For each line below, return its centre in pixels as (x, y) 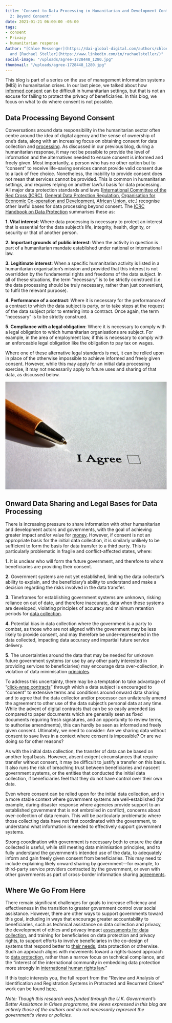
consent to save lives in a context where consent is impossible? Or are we (83, 736)
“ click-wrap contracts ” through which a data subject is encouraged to (79, 687)
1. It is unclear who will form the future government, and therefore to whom (84, 561)
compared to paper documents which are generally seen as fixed (74, 714)
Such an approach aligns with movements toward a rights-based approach (84, 952)
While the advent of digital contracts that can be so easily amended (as (80, 709)
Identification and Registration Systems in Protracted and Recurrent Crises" (85, 984)
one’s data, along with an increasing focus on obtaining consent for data (81, 141)
